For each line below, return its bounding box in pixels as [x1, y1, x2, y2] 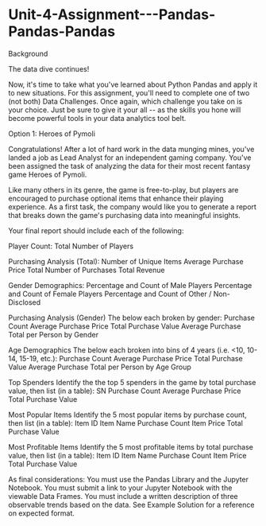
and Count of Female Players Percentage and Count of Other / [8, 289, 212, 298]
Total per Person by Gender [8, 329, 99, 339]
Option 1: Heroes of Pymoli [8, 129, 95, 138]
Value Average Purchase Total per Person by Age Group [8, 362, 192, 372]
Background [8, 49, 48, 58]
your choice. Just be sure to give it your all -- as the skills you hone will [8, 105, 241, 115]
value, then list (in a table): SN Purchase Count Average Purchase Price [8, 386, 241, 395]
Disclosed [8, 297, 41, 307]
